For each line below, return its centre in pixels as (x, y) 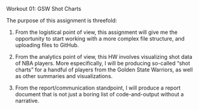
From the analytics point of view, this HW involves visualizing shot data (104, 57)
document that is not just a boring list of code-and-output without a (99, 94)
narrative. (27, 101)
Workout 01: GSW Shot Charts (44, 9)
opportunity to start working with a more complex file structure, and (100, 38)
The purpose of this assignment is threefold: (62, 20)
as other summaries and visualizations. (64, 76)
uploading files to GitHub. (47, 45)
